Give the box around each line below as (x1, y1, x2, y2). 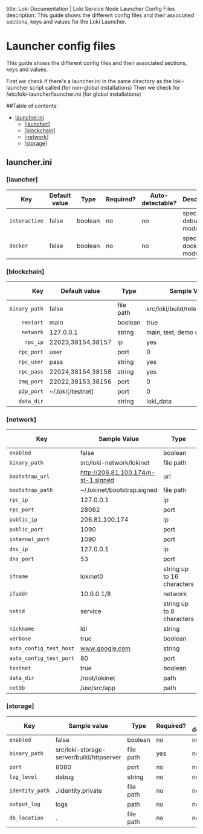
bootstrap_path (9, 486, 53, 494)
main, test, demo (146, 328, 194, 336)
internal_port (9, 536, 50, 543)
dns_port (9, 556, 34, 563)
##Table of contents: (6, 102, 59, 109)
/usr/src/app (80, 684, 116, 692)
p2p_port (18, 388, 44, 395)
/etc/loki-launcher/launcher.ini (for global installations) (6, 90, 141, 98)
